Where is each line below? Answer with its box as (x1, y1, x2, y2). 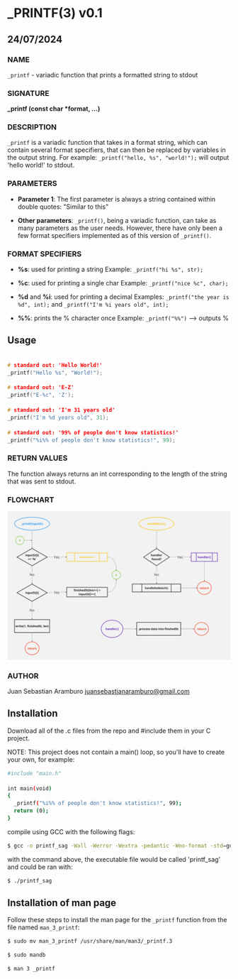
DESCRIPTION (7, 122, 57, 132)
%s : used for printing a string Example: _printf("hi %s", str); (17, 265, 204, 274)
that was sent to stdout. (7, 477, 76, 486)
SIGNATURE (7, 88, 50, 98)
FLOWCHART (7, 495, 55, 505)
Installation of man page (7, 897, 117, 909)
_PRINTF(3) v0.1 (7, 5, 103, 21)
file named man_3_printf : (7, 923, 80, 931)
